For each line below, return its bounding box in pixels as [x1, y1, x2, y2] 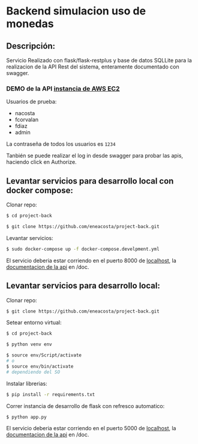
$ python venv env [6, 341, 52, 347]
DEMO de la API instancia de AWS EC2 [6, 84, 120, 92]
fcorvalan [14, 116, 39, 124]
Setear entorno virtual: [6, 319, 62, 326]
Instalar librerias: [6, 380, 48, 387]
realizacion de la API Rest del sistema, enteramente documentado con [6, 63, 179, 70]
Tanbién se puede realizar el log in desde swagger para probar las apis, [6, 152, 184, 160]
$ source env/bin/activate [6, 363, 74, 370]
